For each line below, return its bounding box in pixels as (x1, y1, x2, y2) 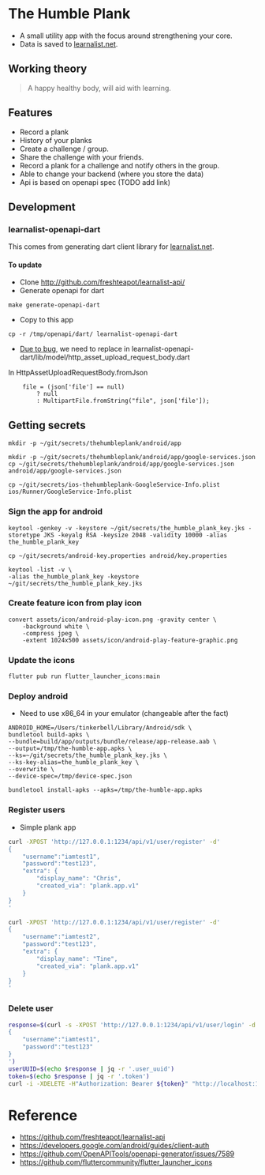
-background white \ (22, 622, 90, 631)
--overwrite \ (8, 766, 55, 774)
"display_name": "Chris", (36, 875, 122, 883)
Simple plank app (19, 823, 77, 832)
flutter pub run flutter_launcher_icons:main (8, 672, 160, 680)
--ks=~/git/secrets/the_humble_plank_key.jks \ (8, 751, 168, 759)
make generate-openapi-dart (8, 301, 101, 309)
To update (8, 260, 42, 269)
